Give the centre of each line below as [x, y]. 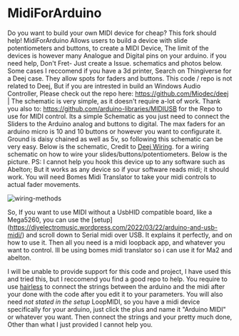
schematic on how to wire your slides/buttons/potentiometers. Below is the [117, 154]
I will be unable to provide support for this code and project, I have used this [119, 271]
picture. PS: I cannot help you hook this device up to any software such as [116, 161]
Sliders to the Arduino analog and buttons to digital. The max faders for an [116, 123]
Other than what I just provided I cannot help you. [80, 324]
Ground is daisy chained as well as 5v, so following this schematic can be [115, 139]
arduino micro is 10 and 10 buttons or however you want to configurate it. [115, 131]
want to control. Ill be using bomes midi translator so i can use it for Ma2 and [120, 250]
